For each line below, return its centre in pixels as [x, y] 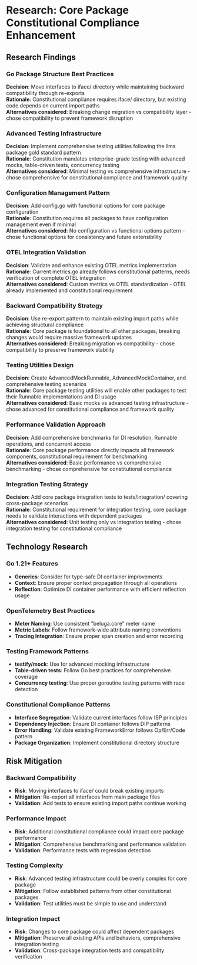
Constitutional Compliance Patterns [58, 705]
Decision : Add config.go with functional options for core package [86, 206]
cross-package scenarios [37, 503]
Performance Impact [36, 819]
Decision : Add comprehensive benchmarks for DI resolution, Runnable [92, 437]
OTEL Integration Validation [46, 253]
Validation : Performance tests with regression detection [83, 850]
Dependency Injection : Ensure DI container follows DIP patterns [92, 724]
